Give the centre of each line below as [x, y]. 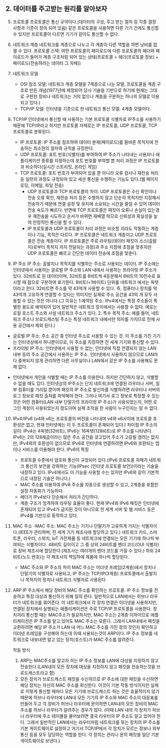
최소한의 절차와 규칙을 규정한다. [64, 148]
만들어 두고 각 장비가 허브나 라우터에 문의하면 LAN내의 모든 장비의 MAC [89, 704]
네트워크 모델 [25, 74]
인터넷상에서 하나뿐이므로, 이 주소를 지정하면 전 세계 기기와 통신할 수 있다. [89, 342]
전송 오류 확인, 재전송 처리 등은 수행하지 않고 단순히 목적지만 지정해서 [94, 197]
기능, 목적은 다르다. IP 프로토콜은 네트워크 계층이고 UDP [90, 235]
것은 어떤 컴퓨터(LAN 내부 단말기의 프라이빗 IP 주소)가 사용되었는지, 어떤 [82, 402]
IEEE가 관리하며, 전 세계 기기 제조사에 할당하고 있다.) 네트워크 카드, [84, 532]
